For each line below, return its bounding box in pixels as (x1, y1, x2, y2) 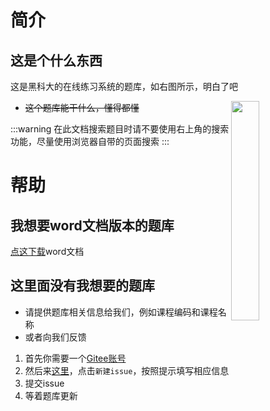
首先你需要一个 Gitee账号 (24, 352, 127, 364)
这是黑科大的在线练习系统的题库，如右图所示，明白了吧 (10, 81, 238, 92)
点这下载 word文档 (10, 246, 85, 257)
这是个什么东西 (10, 52, 103, 69)
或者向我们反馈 (24, 331, 87, 343)
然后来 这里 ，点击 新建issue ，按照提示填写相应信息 (24, 364, 230, 376)
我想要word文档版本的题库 (10, 217, 175, 234)
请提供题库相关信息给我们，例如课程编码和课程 (24, 306, 218, 318)
